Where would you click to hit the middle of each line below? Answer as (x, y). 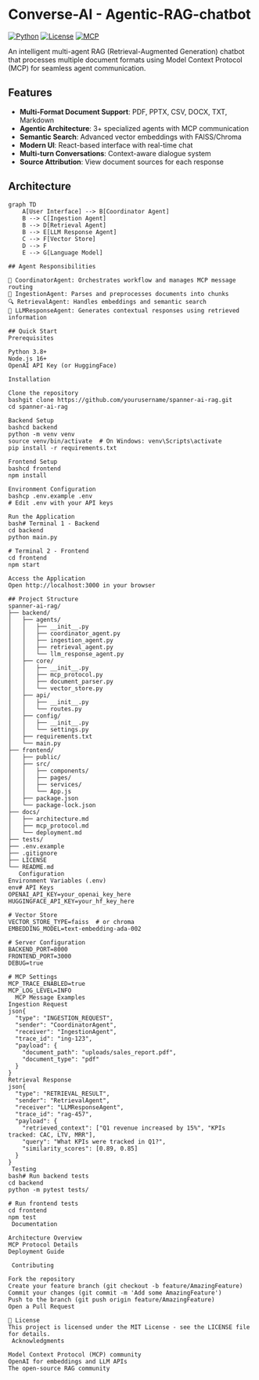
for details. (29, 1334)
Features (30, 93)
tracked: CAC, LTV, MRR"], (52, 1135)
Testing (24, 1169)
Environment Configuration (52, 489)
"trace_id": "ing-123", (54, 1039)
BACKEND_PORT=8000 (38, 949)
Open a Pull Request (42, 1306)
